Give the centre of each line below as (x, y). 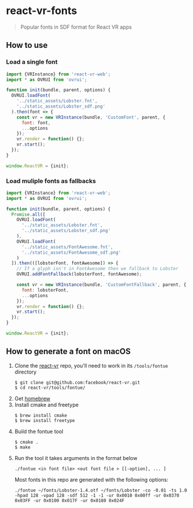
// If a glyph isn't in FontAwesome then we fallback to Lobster (98, 269)
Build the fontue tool (39, 431)
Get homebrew (32, 398)
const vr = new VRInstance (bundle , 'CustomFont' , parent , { (91, 117)
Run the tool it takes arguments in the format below (76, 458)
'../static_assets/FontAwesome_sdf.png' (71, 253)
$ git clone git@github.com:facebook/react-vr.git (77, 382)
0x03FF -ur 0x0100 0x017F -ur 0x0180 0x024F (69, 500)
